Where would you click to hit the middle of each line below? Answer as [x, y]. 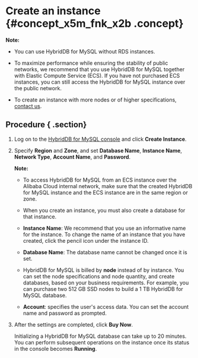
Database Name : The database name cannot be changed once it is [105, 252]
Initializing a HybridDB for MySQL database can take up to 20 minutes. [100, 336]
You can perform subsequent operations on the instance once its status [102, 342]
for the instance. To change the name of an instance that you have [104, 234]
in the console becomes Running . [55, 349]
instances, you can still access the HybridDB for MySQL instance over [100, 82]
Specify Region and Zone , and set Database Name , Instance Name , [98, 150]
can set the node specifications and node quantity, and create [99, 276]
